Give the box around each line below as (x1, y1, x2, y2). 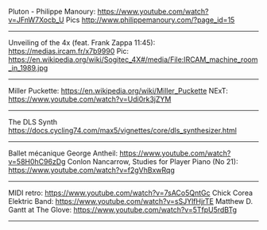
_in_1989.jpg (8, 63, 48, 72)
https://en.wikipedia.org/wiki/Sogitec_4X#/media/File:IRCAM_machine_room (8, 55, 258, 64)
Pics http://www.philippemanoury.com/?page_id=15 (66, 15, 235, 25)
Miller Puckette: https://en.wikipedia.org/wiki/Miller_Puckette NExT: (8, 86, 228, 95)
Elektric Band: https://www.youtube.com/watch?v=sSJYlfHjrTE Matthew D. (8, 197, 253, 205)
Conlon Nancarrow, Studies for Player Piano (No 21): (67, 157, 238, 166)
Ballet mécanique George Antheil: (8, 148, 118, 158)
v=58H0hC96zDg (8, 157, 66, 166)
